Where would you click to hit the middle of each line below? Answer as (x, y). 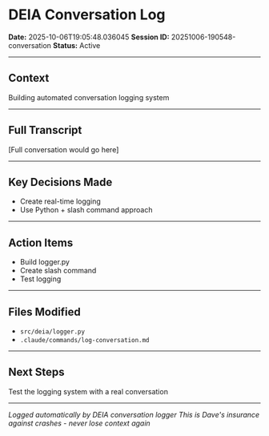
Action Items (41, 242)
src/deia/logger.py (52, 332)
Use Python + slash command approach (86, 210)
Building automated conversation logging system (89, 97)
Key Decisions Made (60, 182)
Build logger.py (45, 262)
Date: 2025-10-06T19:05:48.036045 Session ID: (89, 37)
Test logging (40, 279)
